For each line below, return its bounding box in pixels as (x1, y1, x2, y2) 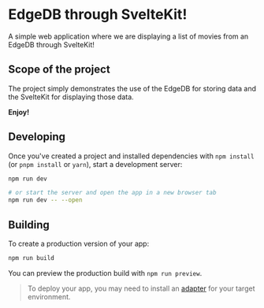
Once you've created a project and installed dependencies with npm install (8, 151, 255, 161)
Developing (8, 130, 65, 143)
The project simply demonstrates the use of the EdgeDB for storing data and (8, 83, 256, 93)
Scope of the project (8, 63, 110, 76)
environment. (27, 291, 71, 301)
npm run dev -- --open (8, 196, 83, 204)
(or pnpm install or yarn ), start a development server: (8, 159, 183, 169)
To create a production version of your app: (8, 239, 150, 248)
